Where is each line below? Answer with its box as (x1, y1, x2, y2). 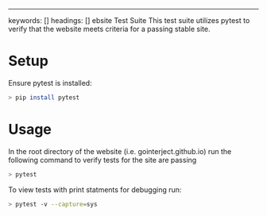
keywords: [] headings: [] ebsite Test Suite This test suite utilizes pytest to (8, 16, 250, 25)
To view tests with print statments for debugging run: (8, 184, 182, 195)
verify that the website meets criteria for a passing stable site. (8, 25, 211, 33)
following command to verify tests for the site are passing (8, 155, 197, 164)
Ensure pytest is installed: (8, 78, 93, 87)
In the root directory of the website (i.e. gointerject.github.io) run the (8, 146, 232, 156)
